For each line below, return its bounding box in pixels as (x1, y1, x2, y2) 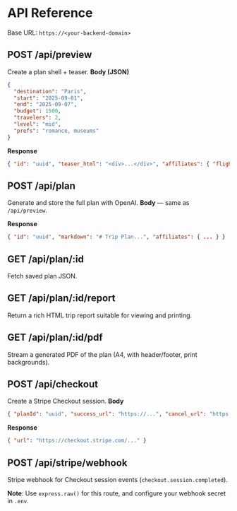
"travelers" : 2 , (13, 114, 61, 122)
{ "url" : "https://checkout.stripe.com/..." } (7, 437, 147, 445)
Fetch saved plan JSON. (7, 272, 78, 280)
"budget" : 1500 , (13, 107, 61, 114)
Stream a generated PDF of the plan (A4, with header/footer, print (7, 350, 197, 358)
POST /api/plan (7, 180, 75, 192)
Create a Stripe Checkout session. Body (7, 397, 124, 406)
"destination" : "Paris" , (13, 88, 87, 95)
